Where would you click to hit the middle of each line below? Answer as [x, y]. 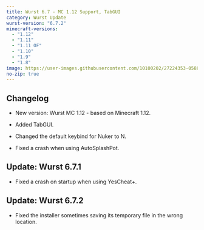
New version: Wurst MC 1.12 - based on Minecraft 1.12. [83, 113]
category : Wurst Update [36, 18]
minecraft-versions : [32, 29]
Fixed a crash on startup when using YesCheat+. [76, 182]
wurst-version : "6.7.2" [36, 23]
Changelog [28, 98]
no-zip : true [23, 74]
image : [15, 68]
